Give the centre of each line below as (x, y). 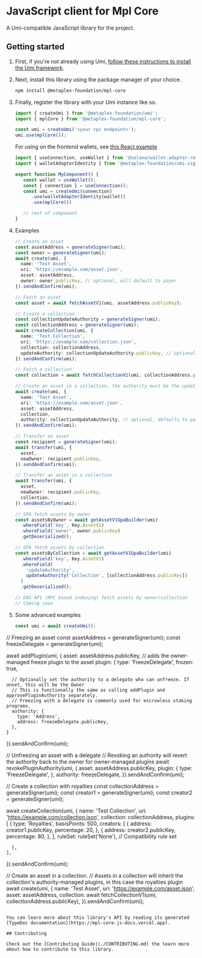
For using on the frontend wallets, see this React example (86, 147)
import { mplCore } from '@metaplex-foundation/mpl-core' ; (90, 119)
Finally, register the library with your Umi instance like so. (86, 102)
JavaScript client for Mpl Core (83, 11)
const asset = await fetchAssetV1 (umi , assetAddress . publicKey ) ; (98, 303)
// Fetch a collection (43, 369)
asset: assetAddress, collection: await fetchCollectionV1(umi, (82, 895)
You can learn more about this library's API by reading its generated (98, 918)
